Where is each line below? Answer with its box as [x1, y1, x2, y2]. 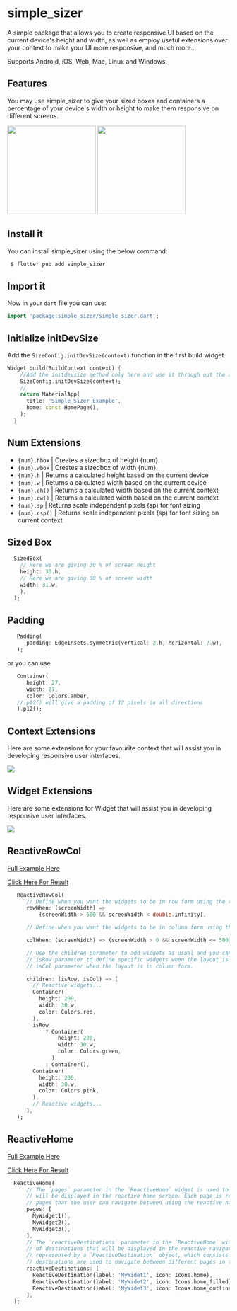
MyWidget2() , [32, 1219, 71, 1226]
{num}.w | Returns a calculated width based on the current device [17, 478, 207, 486]
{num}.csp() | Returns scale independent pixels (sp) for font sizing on [17, 508, 219, 517]
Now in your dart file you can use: [7, 299, 107, 307]
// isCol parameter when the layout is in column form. [25, 963, 194, 970]
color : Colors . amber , [25, 692, 90, 699]
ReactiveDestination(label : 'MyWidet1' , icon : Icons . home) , [32, 1271, 213, 1278]
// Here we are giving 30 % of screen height [20, 561, 157, 569]
